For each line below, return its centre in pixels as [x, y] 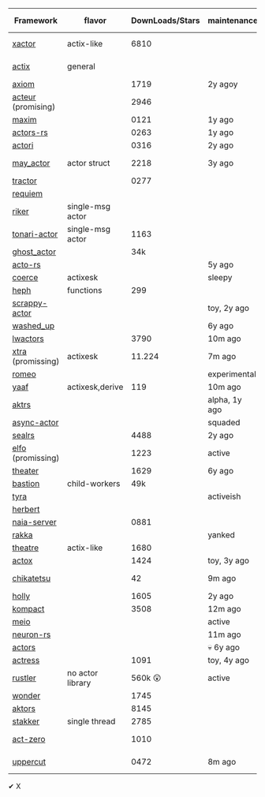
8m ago [222, 762]
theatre [26, 548]
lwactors [28, 339]
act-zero [29, 739]
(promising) [34, 107]
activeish [224, 496]
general [81, 66]
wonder [26, 696]
